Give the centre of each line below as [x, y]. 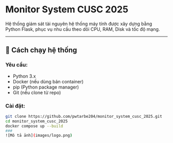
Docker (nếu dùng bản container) [48, 81]
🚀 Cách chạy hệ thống [41, 50]
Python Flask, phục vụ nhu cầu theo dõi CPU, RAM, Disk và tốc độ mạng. [83, 29]
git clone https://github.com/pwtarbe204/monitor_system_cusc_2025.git [84, 116]
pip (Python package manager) [46, 87]
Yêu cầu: [16, 65]
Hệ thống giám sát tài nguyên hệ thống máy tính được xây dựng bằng [79, 24]
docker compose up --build [34, 126]
